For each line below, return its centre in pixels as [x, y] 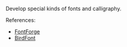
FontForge [27, 32]
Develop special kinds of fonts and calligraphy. [63, 9]
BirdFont [25, 38]
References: [20, 20]
